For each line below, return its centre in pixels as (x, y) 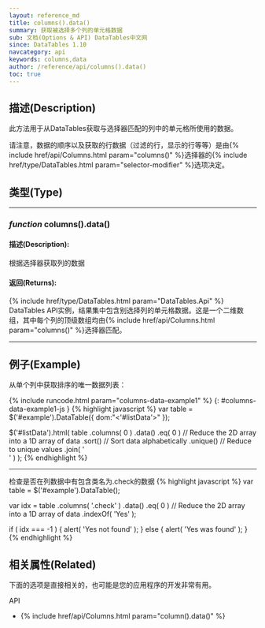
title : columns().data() (50, 23)
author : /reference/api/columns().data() (78, 67)
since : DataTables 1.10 (48, 45)
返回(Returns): (33, 282)
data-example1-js (37, 409)
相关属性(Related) (53, 564)
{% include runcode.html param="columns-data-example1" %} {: (114, 401)
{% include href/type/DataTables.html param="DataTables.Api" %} (117, 301)
